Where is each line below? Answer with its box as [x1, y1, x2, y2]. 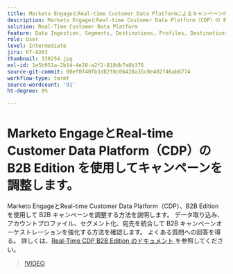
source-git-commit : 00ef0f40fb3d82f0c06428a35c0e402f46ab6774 [7, 68, 191, 75]
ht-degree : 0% [7, 87, 49, 94]
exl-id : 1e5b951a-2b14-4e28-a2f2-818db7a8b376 [7, 62, 144, 69]
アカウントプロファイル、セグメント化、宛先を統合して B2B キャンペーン [7, 219, 216, 228]
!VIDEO [24, 259, 45, 268]
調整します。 [7, 178, 80, 194]
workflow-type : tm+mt [7, 74, 70, 82]
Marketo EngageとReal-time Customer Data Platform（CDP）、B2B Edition [7, 202, 219, 210]
